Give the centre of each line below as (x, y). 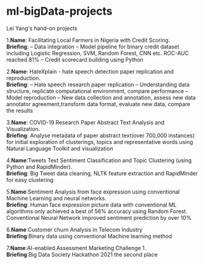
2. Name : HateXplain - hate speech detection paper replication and (90, 71)
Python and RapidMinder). (39, 167)
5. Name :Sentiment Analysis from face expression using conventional (93, 192)
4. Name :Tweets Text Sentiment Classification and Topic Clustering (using (99, 160)
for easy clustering (30, 179)
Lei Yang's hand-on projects (42, 28)
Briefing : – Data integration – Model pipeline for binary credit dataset (93, 47)
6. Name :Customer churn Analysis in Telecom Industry (75, 229)
